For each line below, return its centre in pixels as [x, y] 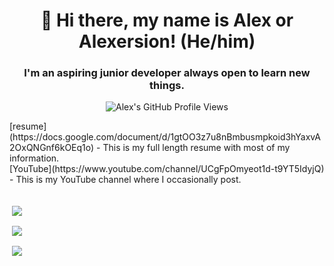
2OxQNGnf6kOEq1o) [52, 148]
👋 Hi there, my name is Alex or [167, 20]
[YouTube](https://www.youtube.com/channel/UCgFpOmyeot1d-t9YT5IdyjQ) [167, 169]
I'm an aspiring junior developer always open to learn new [167, 73]
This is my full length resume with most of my [196, 148]
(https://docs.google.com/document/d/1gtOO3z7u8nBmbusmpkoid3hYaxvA [165, 137]
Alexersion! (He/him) [167, 41]
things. [167, 86]
